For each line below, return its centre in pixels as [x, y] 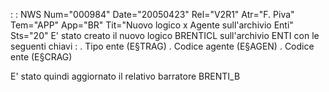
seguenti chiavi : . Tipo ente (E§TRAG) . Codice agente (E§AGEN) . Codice [162, 46]
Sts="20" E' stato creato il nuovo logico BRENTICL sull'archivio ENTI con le [165, 35]
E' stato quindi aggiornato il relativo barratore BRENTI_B [125, 76]
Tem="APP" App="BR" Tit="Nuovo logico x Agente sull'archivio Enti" [152, 25]
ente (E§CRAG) [41, 57]
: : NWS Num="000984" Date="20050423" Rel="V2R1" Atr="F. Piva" [152, 14]
